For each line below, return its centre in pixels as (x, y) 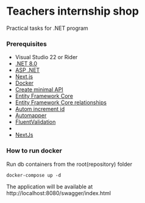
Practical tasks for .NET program (47, 28)
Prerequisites (27, 44)
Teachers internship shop (72, 11)
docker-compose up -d (34, 175)
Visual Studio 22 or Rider (46, 57)
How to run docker (34, 151)
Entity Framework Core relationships (61, 102)
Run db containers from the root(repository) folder (69, 164)
